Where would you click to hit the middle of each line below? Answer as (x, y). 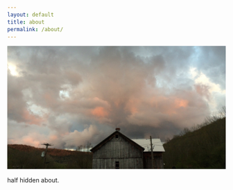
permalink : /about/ (35, 29)
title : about (26, 22)
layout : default (31, 15)
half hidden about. (33, 180)
